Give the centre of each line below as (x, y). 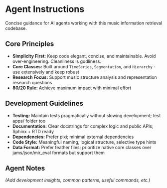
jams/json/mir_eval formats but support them (58, 153)
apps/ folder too (29, 121)
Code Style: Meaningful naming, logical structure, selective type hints (84, 142)
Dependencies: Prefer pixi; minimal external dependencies (73, 137)
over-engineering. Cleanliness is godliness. (57, 61)
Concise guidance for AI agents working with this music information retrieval (84, 23)
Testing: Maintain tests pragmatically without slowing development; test (86, 115)
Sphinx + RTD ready (33, 131)
